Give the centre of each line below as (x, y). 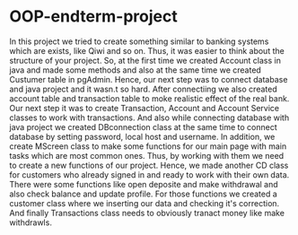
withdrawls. (31, 222)
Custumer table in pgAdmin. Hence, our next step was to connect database (149, 79)
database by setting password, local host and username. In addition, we (142, 136)
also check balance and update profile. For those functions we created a (144, 194)
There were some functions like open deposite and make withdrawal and (144, 184)
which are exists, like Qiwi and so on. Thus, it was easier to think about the (147, 50)
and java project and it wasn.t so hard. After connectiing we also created (143, 89)
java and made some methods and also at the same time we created (136, 70)
